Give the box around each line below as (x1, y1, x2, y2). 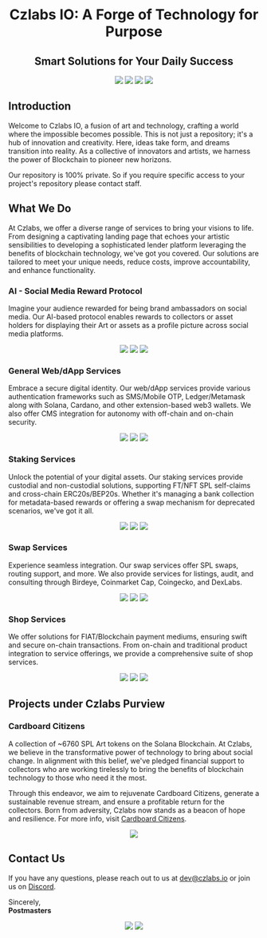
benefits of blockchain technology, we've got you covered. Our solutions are (8, 248, 259, 258)
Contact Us (8, 852, 65, 865)
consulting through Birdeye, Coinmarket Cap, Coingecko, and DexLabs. (8, 577, 243, 587)
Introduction (8, 100, 72, 113)
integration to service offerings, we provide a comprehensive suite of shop (8, 649, 253, 659)
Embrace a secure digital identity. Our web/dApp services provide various (8, 383, 251, 393)
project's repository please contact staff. (8, 178, 142, 188)
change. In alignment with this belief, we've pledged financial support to (8, 756, 245, 766)
